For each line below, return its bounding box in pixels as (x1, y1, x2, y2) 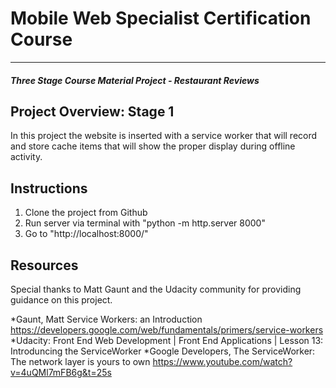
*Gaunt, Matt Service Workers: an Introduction (10, 313, 203, 325)
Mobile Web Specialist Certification (10, 7, 312, 30)
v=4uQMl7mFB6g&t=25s (10, 366, 112, 378)
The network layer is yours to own (10, 355, 151, 367)
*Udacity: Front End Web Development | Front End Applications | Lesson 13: (10, 334, 324, 346)
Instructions (10, 180, 88, 197)
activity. (10, 151, 43, 163)
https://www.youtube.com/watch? (152, 355, 293, 367)
